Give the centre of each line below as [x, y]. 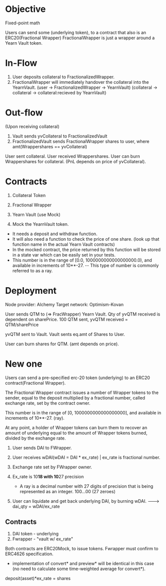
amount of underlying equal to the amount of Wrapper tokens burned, [76, 433]
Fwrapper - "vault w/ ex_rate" [43, 539]
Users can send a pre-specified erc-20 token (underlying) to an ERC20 [78, 378]
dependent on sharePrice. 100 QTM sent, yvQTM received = [66, 319]
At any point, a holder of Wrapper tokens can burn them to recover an [76, 427]
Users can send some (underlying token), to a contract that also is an [76, 32]
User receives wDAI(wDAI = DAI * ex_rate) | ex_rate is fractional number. [86, 457]
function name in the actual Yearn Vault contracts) [63, 244]
